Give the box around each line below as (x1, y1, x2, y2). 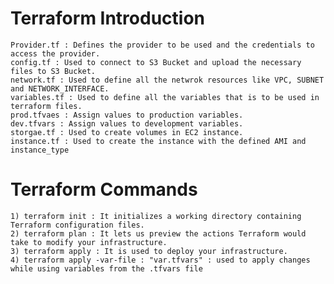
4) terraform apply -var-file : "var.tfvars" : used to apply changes (10, 255, 311, 265)
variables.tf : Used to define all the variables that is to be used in (10, 92, 320, 102)
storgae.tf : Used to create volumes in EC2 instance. (10, 127, 244, 137)
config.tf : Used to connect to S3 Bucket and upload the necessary (10, 57, 302, 67)
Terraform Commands (10, 178, 198, 201)
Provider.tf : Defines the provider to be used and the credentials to (10, 40, 315, 50)
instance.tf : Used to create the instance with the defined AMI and (10, 136, 307, 146)
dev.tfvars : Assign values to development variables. (10, 118, 244, 129)
